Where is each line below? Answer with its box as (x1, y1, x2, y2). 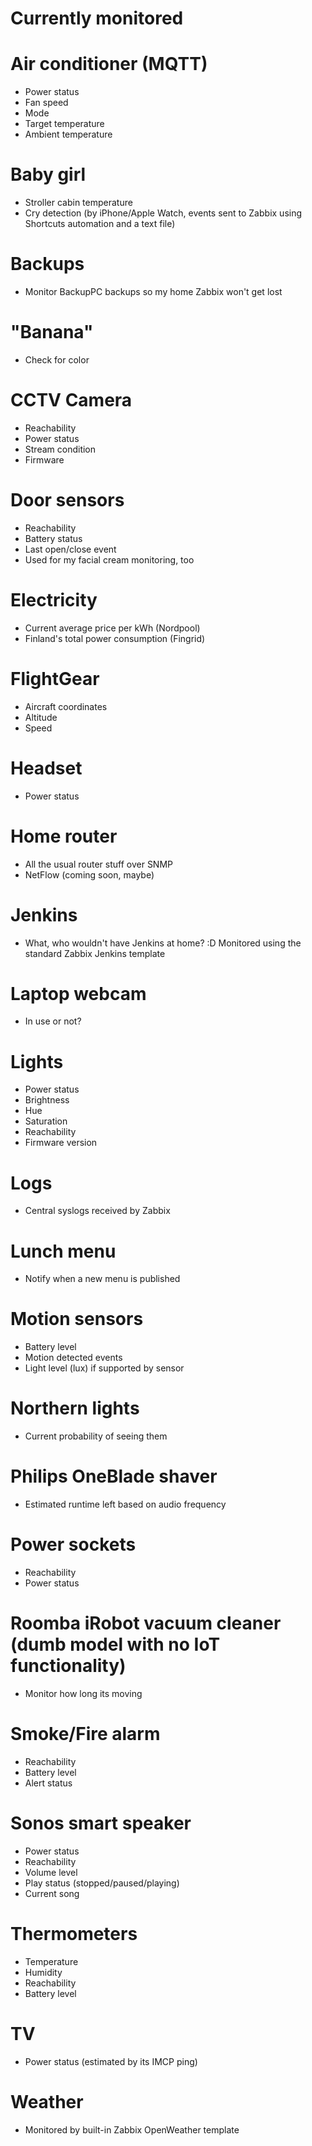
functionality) (10, 1655, 127, 1677)
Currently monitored (10, 7, 184, 30)
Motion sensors (10, 1308, 144, 1331)
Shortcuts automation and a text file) (24, 218, 176, 230)
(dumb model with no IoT (10, 1633, 221, 1656)
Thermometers (10, 1923, 138, 1945)
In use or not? (24, 1015, 82, 1027)
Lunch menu (10, 1240, 117, 1262)
